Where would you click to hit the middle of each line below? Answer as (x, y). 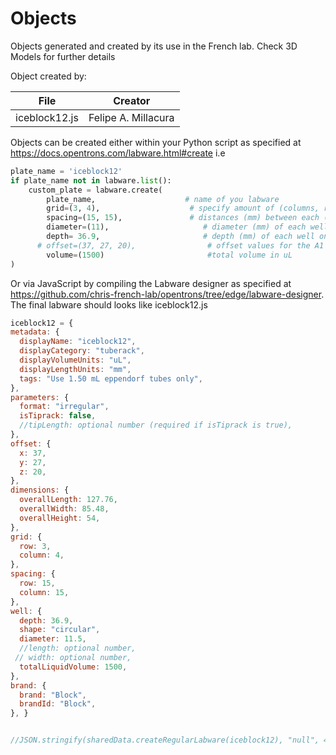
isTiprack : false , (58, 416)
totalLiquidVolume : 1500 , (73, 667)
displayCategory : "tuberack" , (82, 351)
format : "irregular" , (64, 407)
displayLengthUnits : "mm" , (75, 369)
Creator (132, 100)
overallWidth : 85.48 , (64, 509)
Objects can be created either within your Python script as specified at (156, 142)
